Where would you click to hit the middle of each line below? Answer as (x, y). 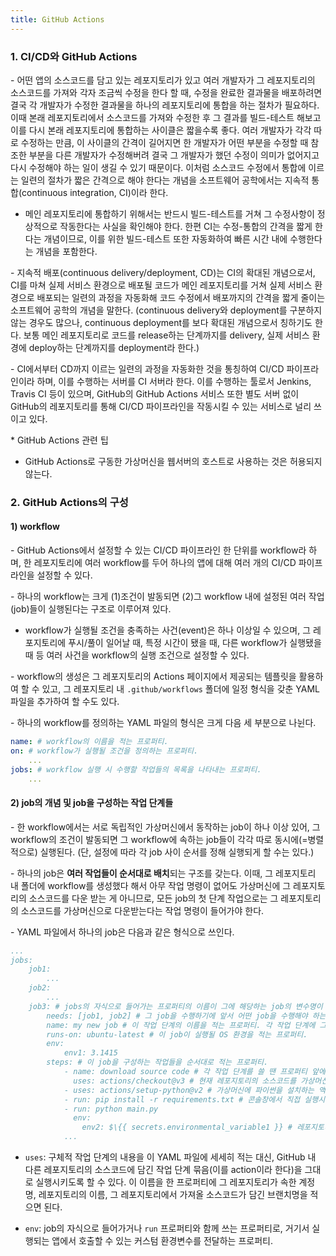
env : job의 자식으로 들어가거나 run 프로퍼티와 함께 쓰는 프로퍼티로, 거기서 (167, 1228)
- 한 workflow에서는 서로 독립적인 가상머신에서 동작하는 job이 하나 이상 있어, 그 (165, 827)
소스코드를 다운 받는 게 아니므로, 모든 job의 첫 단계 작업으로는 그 (153, 898)
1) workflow (35, 527)
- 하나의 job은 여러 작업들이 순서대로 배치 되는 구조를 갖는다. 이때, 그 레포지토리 (163, 873)
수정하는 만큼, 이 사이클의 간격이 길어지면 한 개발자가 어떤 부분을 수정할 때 (164, 142)
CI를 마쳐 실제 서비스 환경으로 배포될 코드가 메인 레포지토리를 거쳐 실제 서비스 (161, 285)
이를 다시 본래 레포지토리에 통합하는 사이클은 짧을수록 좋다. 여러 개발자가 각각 (161, 130)
